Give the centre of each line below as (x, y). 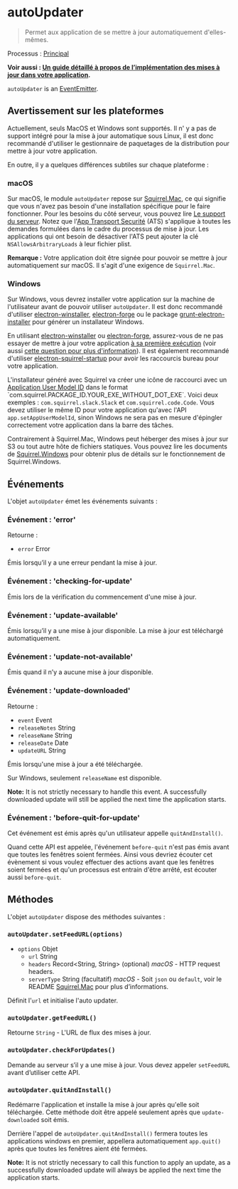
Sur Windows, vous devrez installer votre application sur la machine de (111, 299)
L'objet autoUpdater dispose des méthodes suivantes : (86, 916)
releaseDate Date (43, 743)
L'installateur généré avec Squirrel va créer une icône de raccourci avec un (117, 380)
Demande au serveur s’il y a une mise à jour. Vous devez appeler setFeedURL (119, 1064)
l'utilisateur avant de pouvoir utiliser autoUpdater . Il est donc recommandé (115, 307)
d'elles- (215, 32)
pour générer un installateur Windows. (88, 322)
